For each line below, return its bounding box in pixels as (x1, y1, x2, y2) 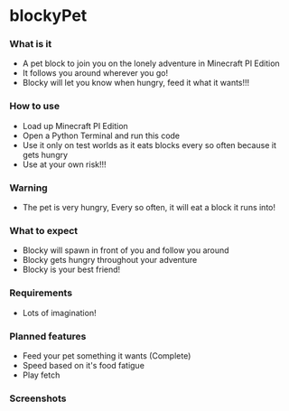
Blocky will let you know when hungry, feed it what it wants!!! (22, 78, 250, 89)
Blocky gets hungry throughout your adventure (22, 255, 198, 266)
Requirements (9, 286, 73, 299)
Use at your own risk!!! (22, 159, 107, 170)
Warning (9, 182, 48, 194)
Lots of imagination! (22, 307, 97, 318)
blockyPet (9, 5, 88, 26)
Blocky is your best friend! (22, 264, 121, 276)
